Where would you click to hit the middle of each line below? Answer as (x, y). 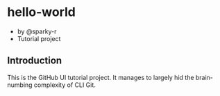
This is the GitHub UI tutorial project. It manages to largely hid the (101, 77)
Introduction (35, 61)
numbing (20, 85)
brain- (204, 77)
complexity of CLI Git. (65, 85)
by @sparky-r (37, 31)
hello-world (42, 12)
